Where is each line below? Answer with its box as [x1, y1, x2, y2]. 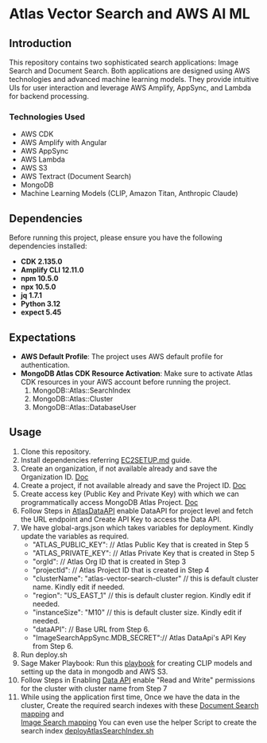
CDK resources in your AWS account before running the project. [20, 377, 231, 386]
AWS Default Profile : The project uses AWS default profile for [20, 351, 223, 361]
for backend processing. [9, 92, 90, 100]
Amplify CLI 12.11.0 [20, 265, 84, 275]
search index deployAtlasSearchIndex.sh [20, 725, 154, 735]
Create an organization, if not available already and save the [20, 463, 218, 473]
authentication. [20, 360, 70, 370]
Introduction [9, 37, 72, 50]
